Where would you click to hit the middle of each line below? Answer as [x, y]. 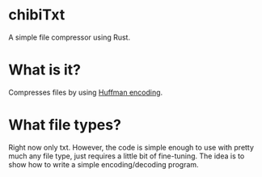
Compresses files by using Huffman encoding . [86, 92]
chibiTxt [37, 15]
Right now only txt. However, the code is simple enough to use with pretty [131, 147]
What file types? [65, 125]
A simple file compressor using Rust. [70, 37]
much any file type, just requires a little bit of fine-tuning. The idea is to [127, 156]
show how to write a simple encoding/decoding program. [104, 164]
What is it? [45, 70]
